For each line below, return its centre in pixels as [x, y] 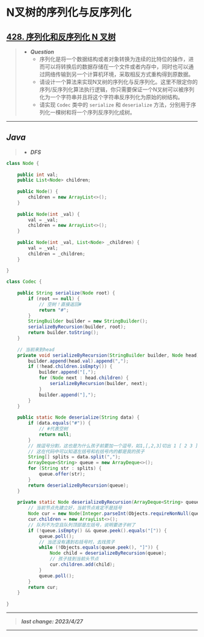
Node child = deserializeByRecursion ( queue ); [108, 553]
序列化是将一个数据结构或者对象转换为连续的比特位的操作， [114, 59]
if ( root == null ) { [54, 299]
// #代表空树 [53, 429]
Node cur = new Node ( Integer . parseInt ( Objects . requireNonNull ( [110, 514]
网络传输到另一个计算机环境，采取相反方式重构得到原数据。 [119, 74]
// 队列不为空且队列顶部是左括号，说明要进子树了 [82, 525]
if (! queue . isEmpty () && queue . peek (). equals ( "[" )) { [97, 531]
